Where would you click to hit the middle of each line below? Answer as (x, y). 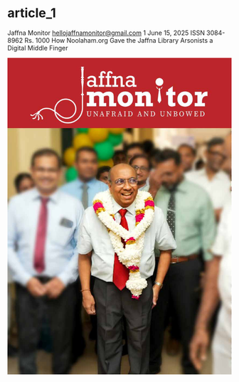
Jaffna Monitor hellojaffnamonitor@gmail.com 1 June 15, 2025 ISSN (106, 33)
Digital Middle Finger (38, 48)
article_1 (32, 13)
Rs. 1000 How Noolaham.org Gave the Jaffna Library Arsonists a (119, 40)
